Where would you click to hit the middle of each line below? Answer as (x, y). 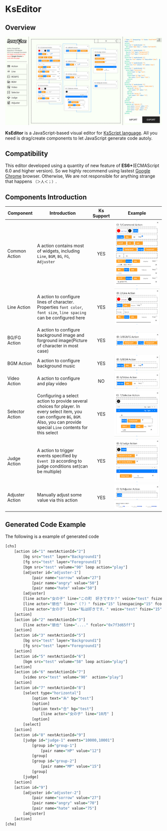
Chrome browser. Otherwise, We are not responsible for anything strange (80, 176)
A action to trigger (56, 450)
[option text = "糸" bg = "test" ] (62, 698)
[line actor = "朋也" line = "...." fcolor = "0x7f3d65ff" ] (79, 625)
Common (17, 251)
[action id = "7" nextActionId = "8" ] (50, 688)
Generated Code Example (45, 525)
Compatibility (27, 153)
